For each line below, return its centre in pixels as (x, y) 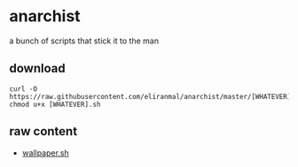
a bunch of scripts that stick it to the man (84, 41)
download (37, 68)
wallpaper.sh (45, 153)
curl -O (24, 89)
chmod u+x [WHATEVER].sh (55, 104)
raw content (43, 131)
